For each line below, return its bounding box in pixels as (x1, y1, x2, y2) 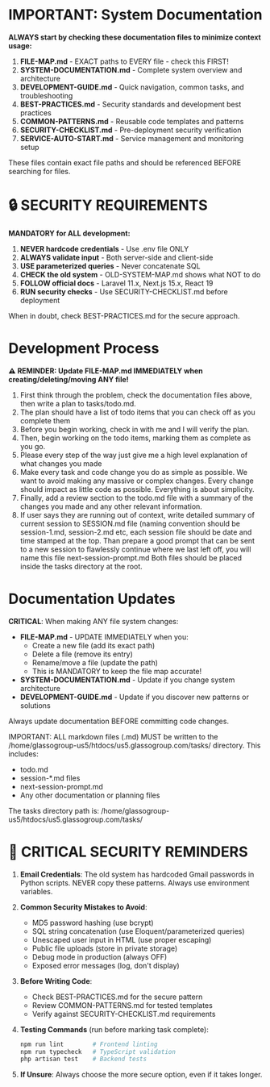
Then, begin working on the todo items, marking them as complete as (19, 433, 251, 443)
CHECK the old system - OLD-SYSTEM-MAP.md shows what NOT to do (19, 269, 261, 279)
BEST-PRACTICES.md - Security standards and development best (19, 99, 242, 109)
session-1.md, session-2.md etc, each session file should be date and (19, 527, 252, 537)
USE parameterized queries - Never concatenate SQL (19, 260, 201, 271)
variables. (19, 886, 53, 896)
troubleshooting (19, 90, 73, 100)
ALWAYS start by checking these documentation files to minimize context (8, 32, 262, 42)
